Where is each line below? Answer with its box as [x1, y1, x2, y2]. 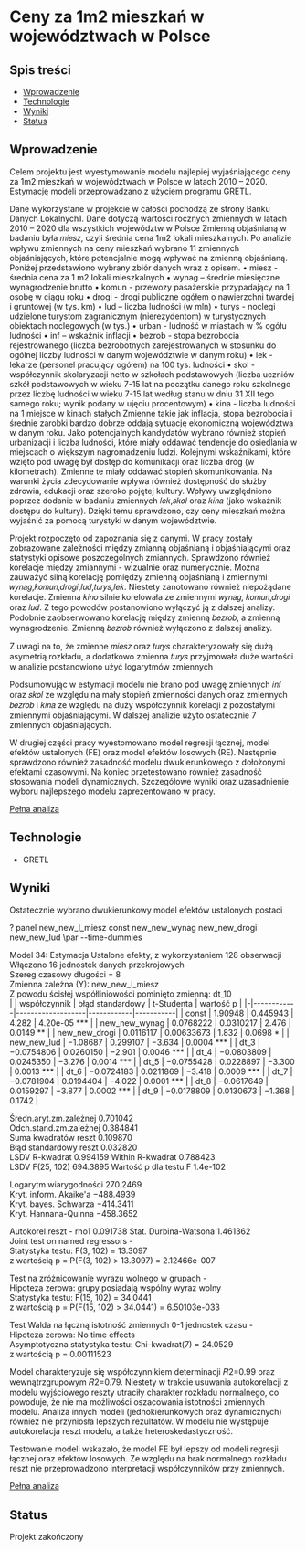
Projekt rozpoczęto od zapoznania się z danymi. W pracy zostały [9, 533, 253, 543]
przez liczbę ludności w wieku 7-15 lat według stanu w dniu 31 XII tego [9, 388, 275, 399]
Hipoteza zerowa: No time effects [9, 1329, 135, 1340]
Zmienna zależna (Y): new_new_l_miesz [9, 979, 160, 990]
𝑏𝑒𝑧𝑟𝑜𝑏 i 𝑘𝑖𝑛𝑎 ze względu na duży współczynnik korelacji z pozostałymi [9, 699, 276, 710]
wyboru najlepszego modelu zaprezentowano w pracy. [9, 786, 216, 797]
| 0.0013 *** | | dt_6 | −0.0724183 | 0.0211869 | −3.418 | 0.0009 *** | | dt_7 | [9, 1066, 293, 1077]
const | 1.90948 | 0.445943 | [185, 1008, 294, 1019]
